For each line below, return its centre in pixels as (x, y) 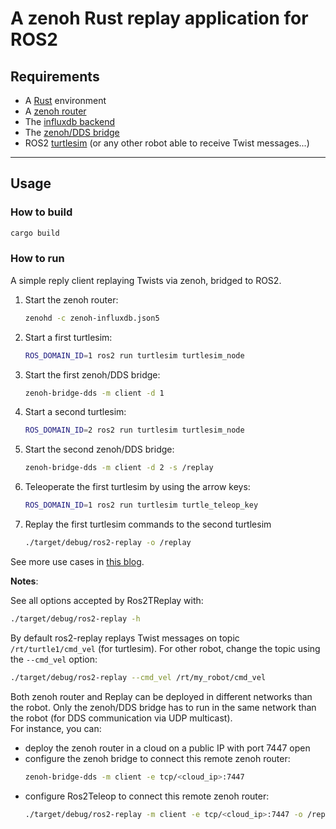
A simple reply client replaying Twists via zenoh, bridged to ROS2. (146, 280)
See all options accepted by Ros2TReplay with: (107, 600)
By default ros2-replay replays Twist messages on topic (125, 638)
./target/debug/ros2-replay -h (75, 618)
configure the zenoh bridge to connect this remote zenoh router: (157, 758)
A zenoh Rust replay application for (159, 18)
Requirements (55, 76)
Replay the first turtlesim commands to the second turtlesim (148, 524)
